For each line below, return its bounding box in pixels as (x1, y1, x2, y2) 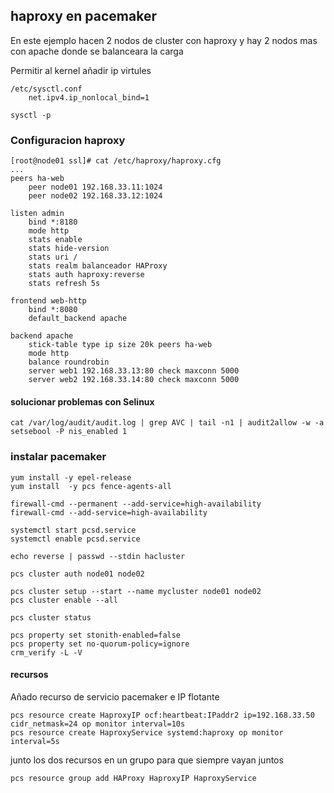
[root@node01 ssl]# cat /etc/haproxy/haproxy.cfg (10, 156, 222, 166)
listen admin (10, 209, 65, 219)
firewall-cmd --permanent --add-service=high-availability (10, 499, 262, 509)
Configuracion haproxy (10, 133, 126, 147)
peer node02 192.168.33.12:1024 (28, 191, 163, 201)
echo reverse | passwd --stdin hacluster (10, 551, 186, 561)
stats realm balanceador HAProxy (28, 261, 168, 271)
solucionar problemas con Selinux (10, 395, 155, 408)
